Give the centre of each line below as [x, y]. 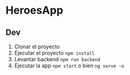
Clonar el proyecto [37, 46]
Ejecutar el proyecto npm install [54, 53]
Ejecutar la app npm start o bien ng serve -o [69, 65]
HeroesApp [35, 10]
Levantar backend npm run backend [57, 59]
